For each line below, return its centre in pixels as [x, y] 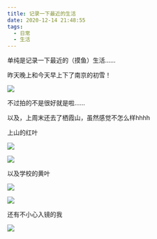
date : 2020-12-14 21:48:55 [46, 20]
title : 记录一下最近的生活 [42, 14]
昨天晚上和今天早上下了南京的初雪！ [59, 75]
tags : [15, 26]
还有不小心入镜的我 [35, 215]
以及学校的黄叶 [29, 174]
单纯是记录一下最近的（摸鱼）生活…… [62, 61]
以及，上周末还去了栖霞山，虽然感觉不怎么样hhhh [79, 118]
